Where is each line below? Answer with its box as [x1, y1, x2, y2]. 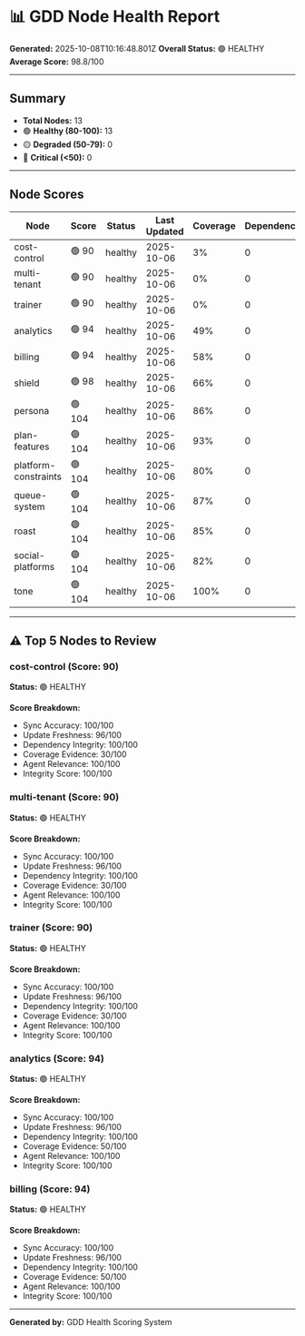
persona [14, 405, 50, 417]
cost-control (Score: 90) [9, 660, 120, 673]
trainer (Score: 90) [9, 921, 93, 934]
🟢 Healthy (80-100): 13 [22, 125, 113, 136]
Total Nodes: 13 [22, 114, 84, 126]
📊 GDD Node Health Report [9, 6, 221, 27]
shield [14, 377, 40, 389]
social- [14, 549, 45, 562]
